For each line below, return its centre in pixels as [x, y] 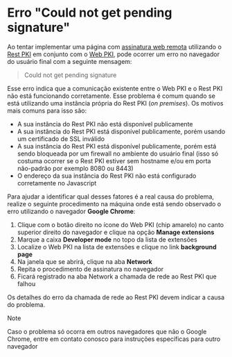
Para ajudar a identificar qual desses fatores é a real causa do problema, [111, 197]
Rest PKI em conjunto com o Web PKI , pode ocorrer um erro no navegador [114, 54]
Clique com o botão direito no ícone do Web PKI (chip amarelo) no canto [120, 224]
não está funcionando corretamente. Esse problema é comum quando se [111, 96]
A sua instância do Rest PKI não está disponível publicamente [105, 124]
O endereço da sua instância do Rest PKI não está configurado [107, 176]
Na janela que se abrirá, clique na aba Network [84, 261]
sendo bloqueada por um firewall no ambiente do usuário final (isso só [118, 153]
